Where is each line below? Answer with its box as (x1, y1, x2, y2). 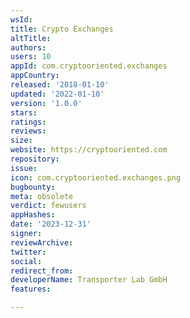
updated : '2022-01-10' (10, 89, 105, 99)
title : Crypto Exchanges (10, 24, 114, 34)
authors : (10, 42, 47, 53)
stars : (10, 107, 38, 118)
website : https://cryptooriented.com (10, 145, 168, 155)
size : (10, 136, 33, 146)
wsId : (10, 14, 33, 25)
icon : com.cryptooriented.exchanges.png (10, 172, 182, 183)
